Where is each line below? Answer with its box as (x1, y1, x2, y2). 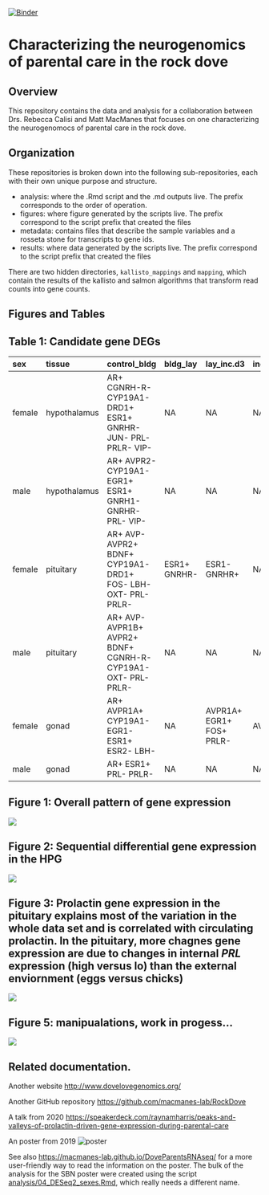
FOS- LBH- (106, 579, 152, 590)
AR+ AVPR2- (106, 455, 157, 467)
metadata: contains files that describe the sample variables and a (19, 226, 235, 235)
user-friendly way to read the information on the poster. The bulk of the (8, 1160, 244, 1170)
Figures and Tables (8, 308, 106, 321)
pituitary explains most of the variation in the (8, 909, 238, 923)
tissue (45, 358, 70, 369)
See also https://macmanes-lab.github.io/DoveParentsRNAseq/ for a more (8, 1152, 253, 1162)
